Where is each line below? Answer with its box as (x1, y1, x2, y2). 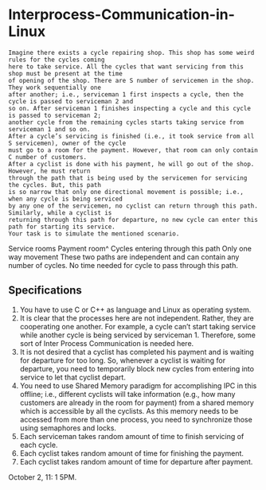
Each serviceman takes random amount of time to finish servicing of (19, 431, 244, 441)
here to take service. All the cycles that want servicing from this (8, 62, 244, 71)
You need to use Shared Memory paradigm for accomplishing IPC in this (19, 380, 257, 391)
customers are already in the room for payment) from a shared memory (19, 398, 255, 407)
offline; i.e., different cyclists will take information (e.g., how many (19, 389, 236, 399)
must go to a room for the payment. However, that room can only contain (8, 146, 259, 154)
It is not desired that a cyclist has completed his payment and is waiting (19, 347, 255, 356)
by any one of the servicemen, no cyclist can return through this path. (8, 201, 259, 210)
